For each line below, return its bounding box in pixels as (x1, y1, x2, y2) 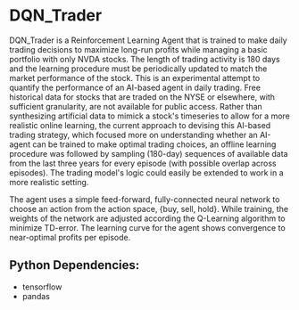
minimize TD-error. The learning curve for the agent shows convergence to (9, 222, 286, 232)
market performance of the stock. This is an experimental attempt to (9, 72, 261, 83)
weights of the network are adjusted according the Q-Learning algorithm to (9, 213, 286, 224)
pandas (21, 290, 51, 301)
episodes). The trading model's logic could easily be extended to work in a (9, 167, 284, 178)
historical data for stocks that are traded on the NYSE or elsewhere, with (9, 91, 275, 102)
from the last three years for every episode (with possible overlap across (9, 158, 277, 168)
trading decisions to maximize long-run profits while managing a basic (9, 44, 268, 54)
